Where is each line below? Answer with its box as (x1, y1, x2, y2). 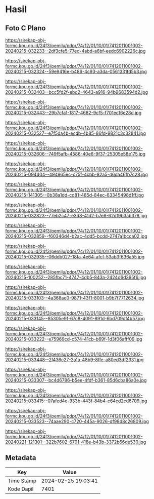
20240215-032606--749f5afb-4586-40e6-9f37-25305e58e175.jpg (5, 151, 145, 157)
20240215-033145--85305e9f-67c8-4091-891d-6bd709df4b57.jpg (5, 316, 145, 321)
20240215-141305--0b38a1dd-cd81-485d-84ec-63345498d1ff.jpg (5, 192, 144, 198)
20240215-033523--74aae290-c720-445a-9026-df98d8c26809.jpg (5, 418, 149, 424)
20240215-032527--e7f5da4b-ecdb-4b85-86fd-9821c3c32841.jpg (5, 130, 146, 136)
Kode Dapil (8, 485, 34, 492)
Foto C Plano (5, 24, 46, 32)
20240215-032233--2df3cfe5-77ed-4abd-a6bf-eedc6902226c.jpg (5, 48, 146, 54)
